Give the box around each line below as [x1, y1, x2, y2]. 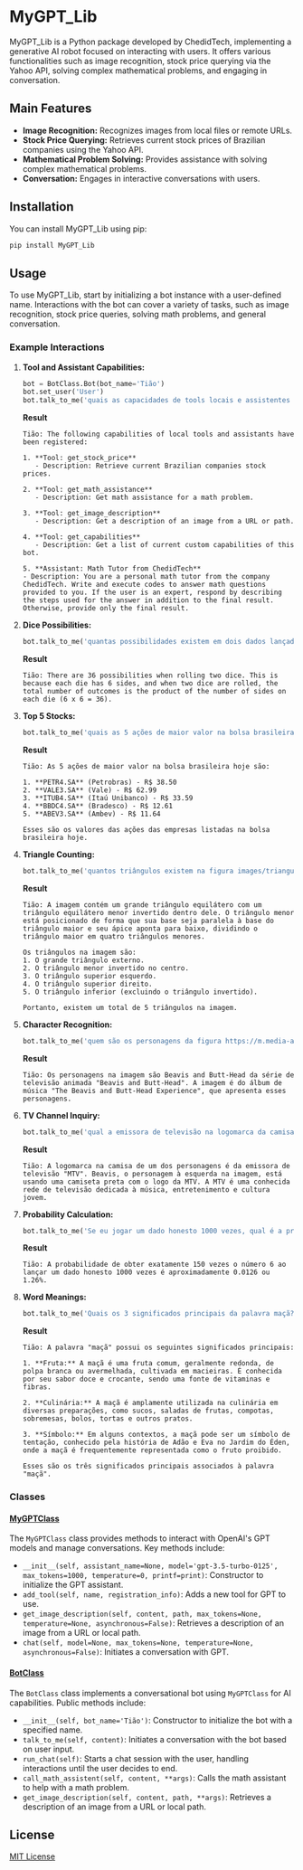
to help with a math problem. [22, 1781, 129, 1792]
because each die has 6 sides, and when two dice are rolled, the [22, 679, 279, 688]
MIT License [9, 1851, 56, 1862]
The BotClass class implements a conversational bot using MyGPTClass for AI [9, 1687, 291, 1698]
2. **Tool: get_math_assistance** [22, 486, 153, 495]
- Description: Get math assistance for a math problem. [34, 493, 254, 503]
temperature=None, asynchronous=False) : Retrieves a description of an [22, 1618, 285, 1629]
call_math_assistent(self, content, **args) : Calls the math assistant [22, 1772, 287, 1783]
